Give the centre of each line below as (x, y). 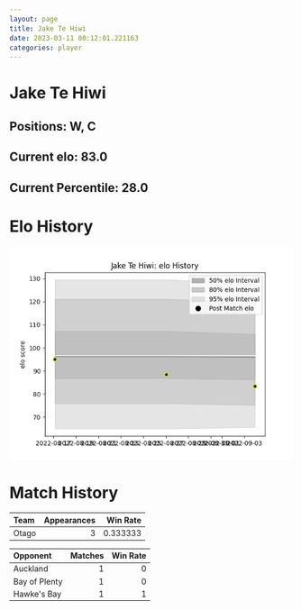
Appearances (70, 520)
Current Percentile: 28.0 (79, 188)
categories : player (46, 48)
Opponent (32, 556)
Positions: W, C (53, 126)
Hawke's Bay (37, 594)
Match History (64, 492)
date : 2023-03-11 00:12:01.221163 (74, 38)
